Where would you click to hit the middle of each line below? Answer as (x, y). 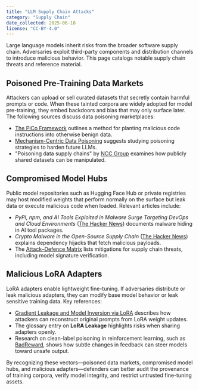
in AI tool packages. (39, 230)
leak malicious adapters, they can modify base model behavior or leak (92, 295)
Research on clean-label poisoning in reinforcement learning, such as (100, 338)
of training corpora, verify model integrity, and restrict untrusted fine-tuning (99, 375)
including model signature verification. (62, 255)
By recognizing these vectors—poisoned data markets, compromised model (99, 363)
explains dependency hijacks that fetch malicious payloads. (88, 242)
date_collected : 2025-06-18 (41, 23)
